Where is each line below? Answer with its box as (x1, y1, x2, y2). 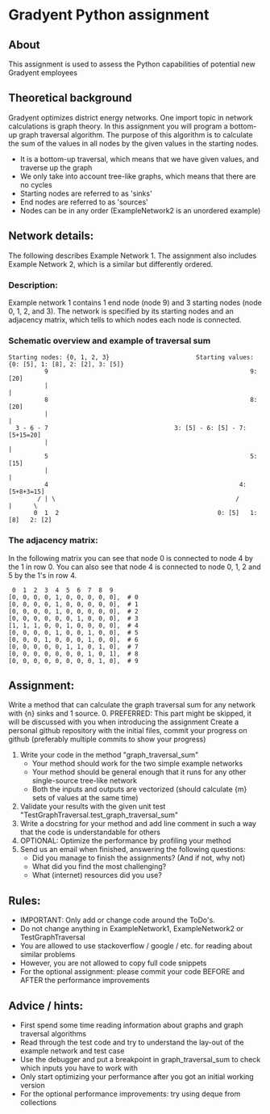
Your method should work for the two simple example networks (31, 758, 243, 769)
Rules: (8, 893, 41, 907)
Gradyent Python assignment (8, 6, 210, 24)
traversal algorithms (19, 1028, 87, 1038)
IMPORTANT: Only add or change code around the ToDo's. (19, 915, 215, 925)
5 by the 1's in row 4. (8, 570, 77, 580)
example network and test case (19, 1045, 125, 1056)
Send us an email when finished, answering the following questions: (19, 845, 246, 854)
